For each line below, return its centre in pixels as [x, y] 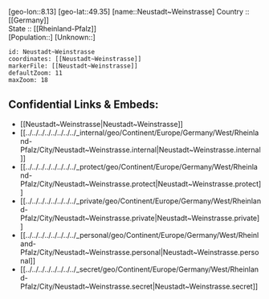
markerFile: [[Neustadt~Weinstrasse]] [73, 66]
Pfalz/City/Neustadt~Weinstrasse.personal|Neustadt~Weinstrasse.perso [139, 252]
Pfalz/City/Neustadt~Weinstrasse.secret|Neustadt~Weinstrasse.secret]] [139, 286]
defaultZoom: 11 [35, 73]
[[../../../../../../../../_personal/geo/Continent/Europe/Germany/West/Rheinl [139, 235]
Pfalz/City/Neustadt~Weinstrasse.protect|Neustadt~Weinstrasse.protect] [141, 183]
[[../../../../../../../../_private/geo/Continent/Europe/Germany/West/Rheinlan [141, 201]
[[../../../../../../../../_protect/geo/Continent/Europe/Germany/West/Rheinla [139, 166]
